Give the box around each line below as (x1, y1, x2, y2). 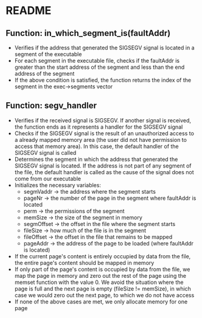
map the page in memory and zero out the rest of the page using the (14, 272, 187, 279)
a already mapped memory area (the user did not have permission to (14, 136, 187, 143)
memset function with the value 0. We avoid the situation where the (14, 278, 184, 286)
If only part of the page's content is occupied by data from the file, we (14, 266, 190, 273)
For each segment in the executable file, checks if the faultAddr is (14, 57, 180, 64)
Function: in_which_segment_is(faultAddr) (5, 28, 171, 38)
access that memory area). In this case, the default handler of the (14, 143, 179, 150)
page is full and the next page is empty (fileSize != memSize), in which (14, 284, 191, 292)
